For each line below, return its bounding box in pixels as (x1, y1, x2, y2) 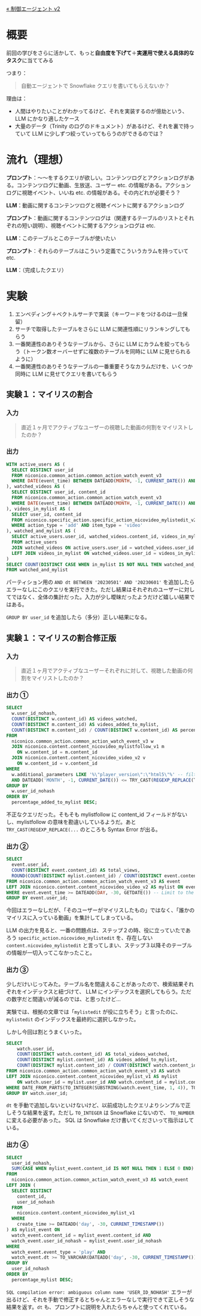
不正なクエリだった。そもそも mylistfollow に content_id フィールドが (6, 811, 178, 818)
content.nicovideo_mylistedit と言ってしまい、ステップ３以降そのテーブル (6, 942, 193, 949)
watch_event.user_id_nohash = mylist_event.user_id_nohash (11, 1238, 162, 1244)
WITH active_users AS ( (6, 461, 66, 468)
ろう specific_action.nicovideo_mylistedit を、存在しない (6, 935, 153, 942)
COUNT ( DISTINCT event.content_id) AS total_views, (11, 868, 141, 874)
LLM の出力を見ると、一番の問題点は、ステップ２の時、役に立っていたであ (6, 927, 191, 934)
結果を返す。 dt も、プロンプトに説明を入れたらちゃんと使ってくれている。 (6, 1303, 190, 1311)
